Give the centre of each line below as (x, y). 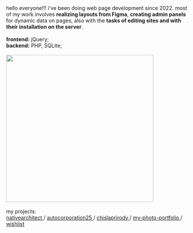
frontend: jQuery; (27, 39)
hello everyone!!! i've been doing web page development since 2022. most (96, 8)
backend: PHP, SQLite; (34, 46)
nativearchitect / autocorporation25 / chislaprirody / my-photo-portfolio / (94, 218)
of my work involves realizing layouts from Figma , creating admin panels (96, 14)
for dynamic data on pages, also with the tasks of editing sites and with (94, 21)
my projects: (21, 211)
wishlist (15, 224)
